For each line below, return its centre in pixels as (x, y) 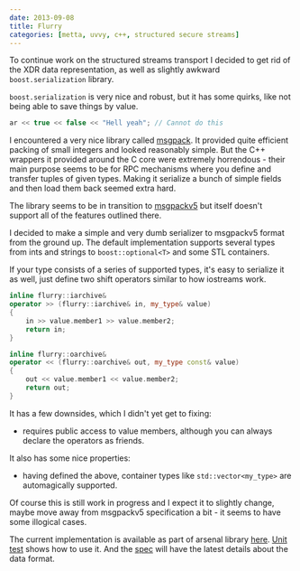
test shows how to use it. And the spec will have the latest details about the (149, 548)
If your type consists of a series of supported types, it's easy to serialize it (147, 270)
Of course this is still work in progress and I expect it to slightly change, (142, 502)
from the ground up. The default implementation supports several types (142, 243)
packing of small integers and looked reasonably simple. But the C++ (137, 150)
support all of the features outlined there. (86, 215)
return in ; (46, 329)
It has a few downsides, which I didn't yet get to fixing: (110, 413)
